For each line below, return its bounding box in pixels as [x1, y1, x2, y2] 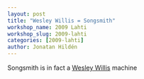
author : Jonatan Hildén [7, 43, 78, 51]
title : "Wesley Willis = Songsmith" [7, 17, 116, 24]
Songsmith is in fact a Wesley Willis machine [7, 63, 138, 72]
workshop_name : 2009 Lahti [7, 23, 87, 31]
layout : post [7, 10, 46, 18]
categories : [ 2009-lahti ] [7, 37, 84, 44]
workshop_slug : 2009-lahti [7, 30, 87, 38]
